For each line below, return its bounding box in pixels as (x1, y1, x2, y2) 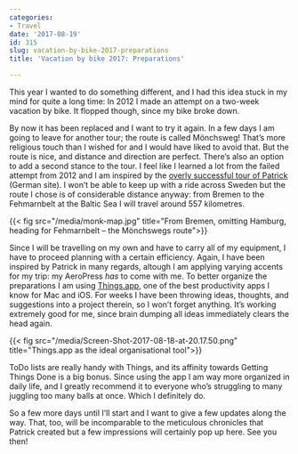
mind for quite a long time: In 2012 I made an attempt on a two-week (9, 96, 260, 107)
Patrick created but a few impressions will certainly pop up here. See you (9, 426, 278, 437)
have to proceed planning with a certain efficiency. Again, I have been (9, 252, 265, 263)
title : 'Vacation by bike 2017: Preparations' (9, 54, 185, 63)
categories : (9, 12, 53, 22)
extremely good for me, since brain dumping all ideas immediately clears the (9, 309, 290, 319)
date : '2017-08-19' (9, 29, 82, 38)
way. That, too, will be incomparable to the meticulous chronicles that (9, 418, 264, 427)
